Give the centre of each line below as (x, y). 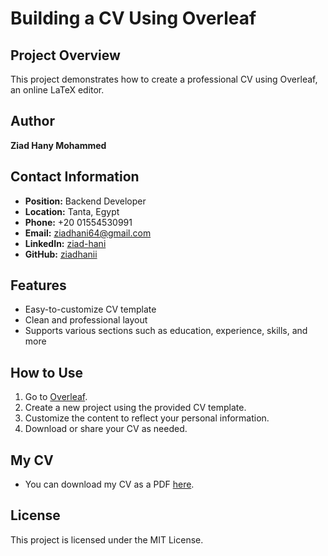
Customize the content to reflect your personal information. (147, 418)
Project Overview (65, 55)
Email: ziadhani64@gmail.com (88, 233)
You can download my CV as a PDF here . (109, 484)
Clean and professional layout (86, 320)
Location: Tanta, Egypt (72, 211)
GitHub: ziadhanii (61, 254)
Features (38, 285)
